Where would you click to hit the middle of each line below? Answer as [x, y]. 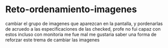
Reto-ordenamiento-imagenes [71, 9]
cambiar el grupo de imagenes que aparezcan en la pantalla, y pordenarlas [84, 23]
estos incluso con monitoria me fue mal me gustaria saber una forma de [81, 34]
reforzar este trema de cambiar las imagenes [53, 40]
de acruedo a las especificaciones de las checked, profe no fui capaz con [83, 29]
